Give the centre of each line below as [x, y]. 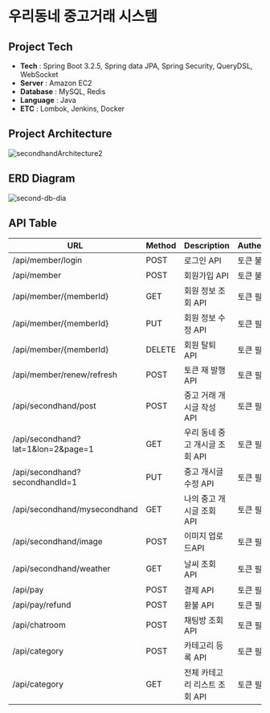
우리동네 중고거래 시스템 [83, 16]
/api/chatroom [39, 625]
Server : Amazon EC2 [56, 83]
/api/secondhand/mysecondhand [75, 510]
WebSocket [39, 74]
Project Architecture [60, 134]
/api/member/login [47, 260]
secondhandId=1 [45, 482]
